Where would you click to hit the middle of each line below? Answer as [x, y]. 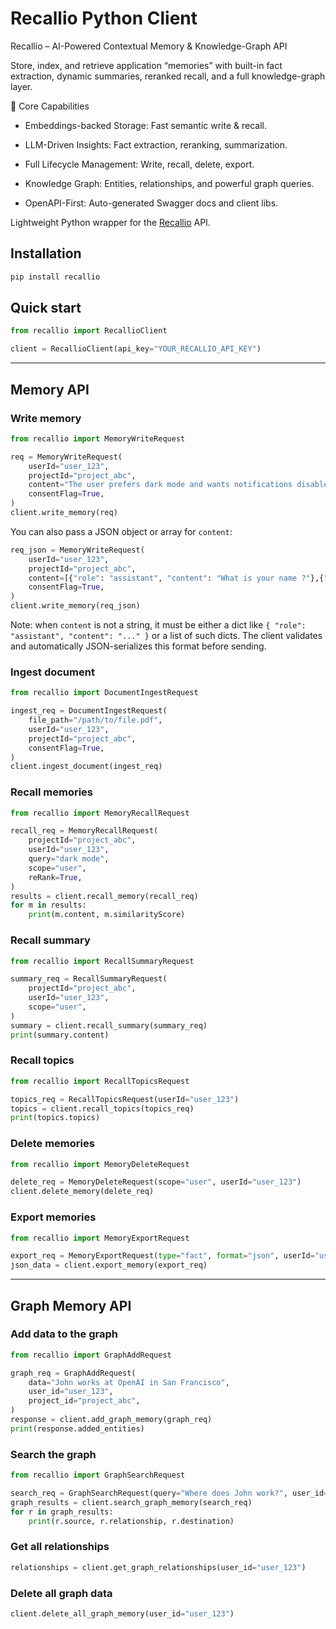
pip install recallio [55, 277]
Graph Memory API [71, 1305]
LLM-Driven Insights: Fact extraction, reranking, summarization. [156, 144]
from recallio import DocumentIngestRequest [104, 693]
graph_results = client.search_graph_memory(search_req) [131, 1502]
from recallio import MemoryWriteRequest [98, 438]
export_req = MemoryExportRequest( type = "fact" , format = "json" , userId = [162, 1256]
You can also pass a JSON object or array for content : [121, 531]
